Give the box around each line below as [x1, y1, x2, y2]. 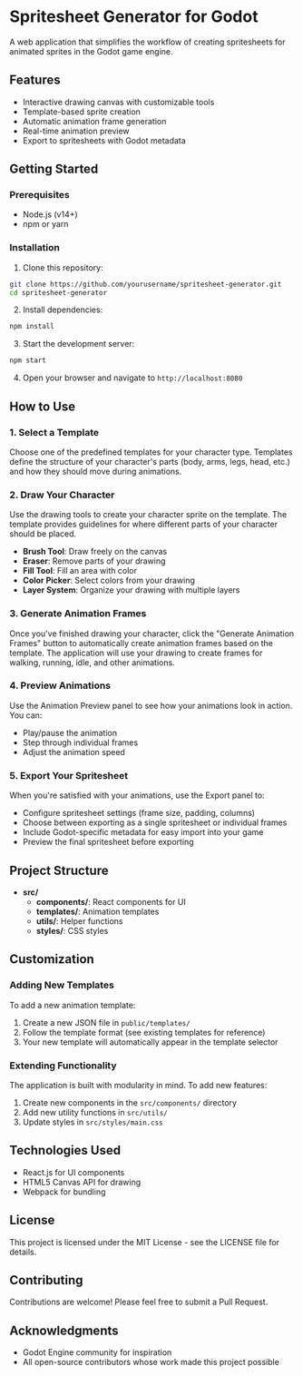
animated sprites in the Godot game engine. [9, 45, 174, 56]
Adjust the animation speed [22, 746, 125, 757]
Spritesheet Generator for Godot [9, 6, 259, 27]
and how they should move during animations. [9, 466, 182, 477]
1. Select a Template [9, 426, 100, 438]
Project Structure [9, 862, 109, 878]
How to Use [9, 398, 76, 414]
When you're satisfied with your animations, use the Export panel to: [9, 790, 265, 801]
